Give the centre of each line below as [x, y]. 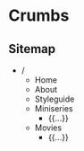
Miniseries [54, 108]
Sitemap [32, 49]
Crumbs [39, 16]
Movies [48, 128]
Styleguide [55, 99]
